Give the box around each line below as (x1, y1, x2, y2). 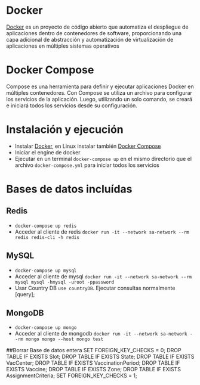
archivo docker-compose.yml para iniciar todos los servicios (14, 162, 159, 169)
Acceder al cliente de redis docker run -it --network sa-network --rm (14, 228, 190, 235)
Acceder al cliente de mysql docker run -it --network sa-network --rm (14, 272, 192, 280)
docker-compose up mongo (14, 325, 77, 331)
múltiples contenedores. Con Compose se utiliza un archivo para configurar (6, 89, 193, 96)
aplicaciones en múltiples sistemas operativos (6, 42, 119, 49)
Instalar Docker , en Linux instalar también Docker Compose (14, 142, 161, 150)
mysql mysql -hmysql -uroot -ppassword (14, 279, 115, 285)
